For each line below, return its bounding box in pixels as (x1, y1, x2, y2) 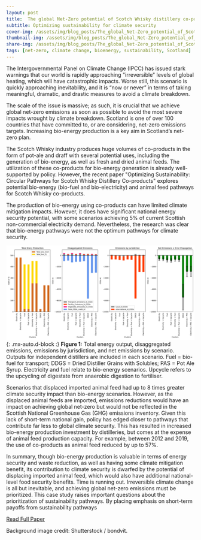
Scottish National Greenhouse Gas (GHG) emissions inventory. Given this (6, 409, 186, 417)
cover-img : (6, 29, 33, 35)
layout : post (6, 10, 39, 16)
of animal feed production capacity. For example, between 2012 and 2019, (6, 435, 189, 442)
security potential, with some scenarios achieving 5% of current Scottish (6, 214, 185, 221)
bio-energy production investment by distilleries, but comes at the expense (6, 429, 191, 436)
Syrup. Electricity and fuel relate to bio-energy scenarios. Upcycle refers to (6, 366, 191, 373)
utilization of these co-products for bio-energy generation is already (6, 164, 175, 171)
